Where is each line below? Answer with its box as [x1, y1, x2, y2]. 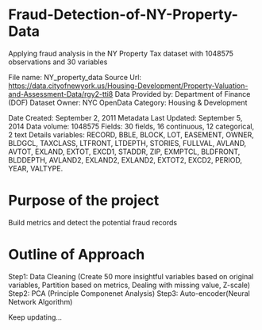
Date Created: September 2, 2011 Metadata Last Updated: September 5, [8, 113, 243, 122]
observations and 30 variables [8, 57, 108, 67]
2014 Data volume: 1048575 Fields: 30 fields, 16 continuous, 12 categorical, [8, 121, 255, 131]
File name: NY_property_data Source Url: [8, 72, 141, 82]
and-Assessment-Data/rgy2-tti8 [8, 89, 114, 98]
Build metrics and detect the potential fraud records [8, 217, 178, 227]
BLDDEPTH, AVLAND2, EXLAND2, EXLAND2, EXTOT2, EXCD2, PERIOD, [8, 155, 243, 164]
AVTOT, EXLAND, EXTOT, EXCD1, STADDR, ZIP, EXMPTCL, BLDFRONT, [8, 147, 241, 156]
